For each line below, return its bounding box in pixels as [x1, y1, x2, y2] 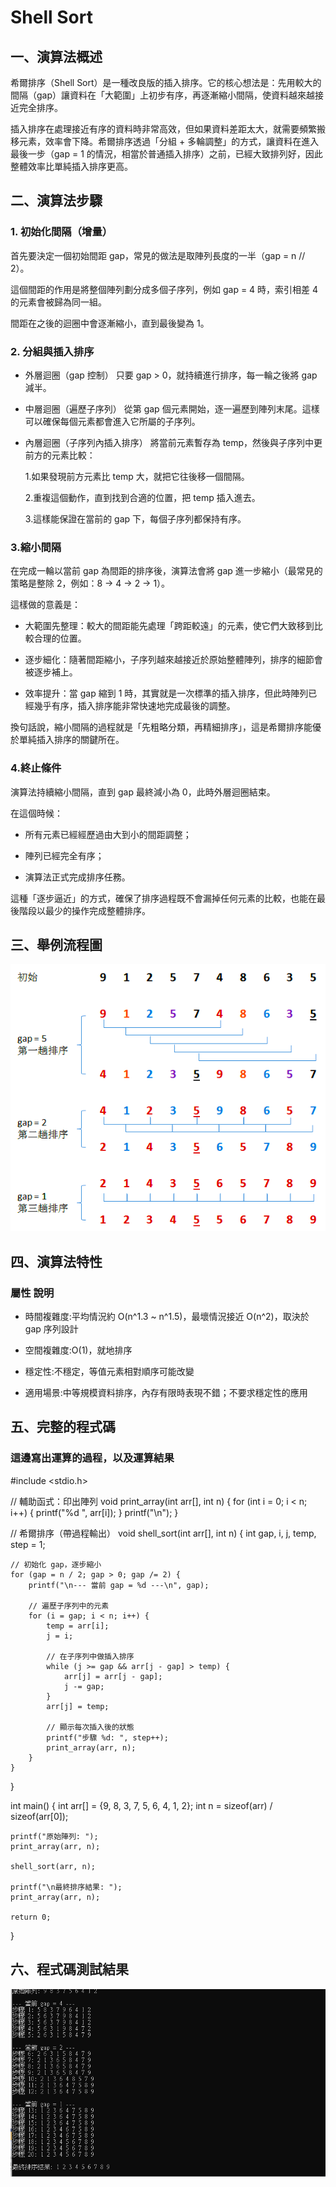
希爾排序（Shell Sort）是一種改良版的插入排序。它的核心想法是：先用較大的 [10, 77, 322, 88]
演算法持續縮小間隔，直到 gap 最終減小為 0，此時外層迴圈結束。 [10, 786, 276, 798]
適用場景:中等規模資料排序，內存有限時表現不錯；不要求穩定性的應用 [24, 1387, 308, 1399]
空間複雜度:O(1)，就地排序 [24, 1344, 133, 1356]
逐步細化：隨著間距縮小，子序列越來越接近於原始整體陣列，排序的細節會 [24, 654, 323, 666]
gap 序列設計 [24, 1323, 79, 1335]
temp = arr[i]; [46, 1621, 110, 1631]
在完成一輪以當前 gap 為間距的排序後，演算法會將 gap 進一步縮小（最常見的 [10, 565, 323, 577]
